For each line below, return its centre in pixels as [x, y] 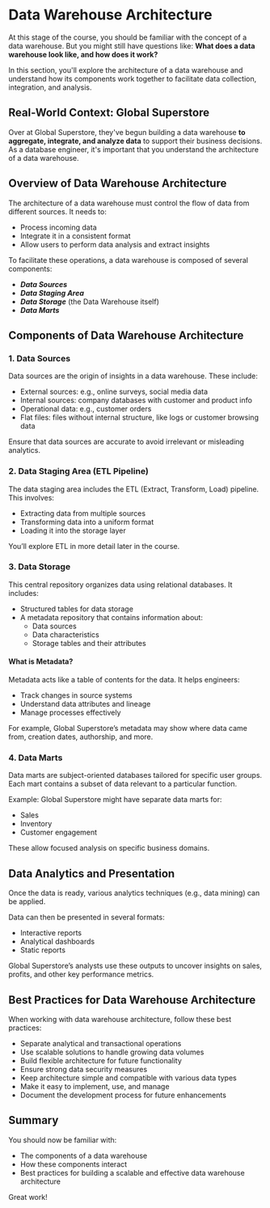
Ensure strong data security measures [84, 1069]
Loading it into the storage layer [73, 530]
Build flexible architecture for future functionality [101, 1060]
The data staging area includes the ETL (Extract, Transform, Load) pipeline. [134, 489]
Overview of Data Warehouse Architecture [118, 184]
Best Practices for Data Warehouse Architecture [132, 1000]
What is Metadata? [41, 661]
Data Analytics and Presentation [92, 874]
